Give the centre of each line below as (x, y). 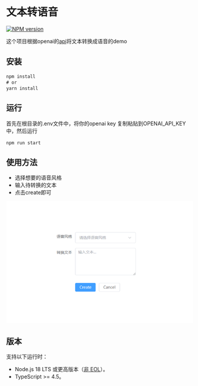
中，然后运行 (22, 130)
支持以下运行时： (27, 357)
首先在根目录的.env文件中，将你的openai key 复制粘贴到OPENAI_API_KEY (96, 123)
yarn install (22, 88)
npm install (21, 76)
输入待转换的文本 (36, 185)
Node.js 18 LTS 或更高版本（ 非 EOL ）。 (61, 369)
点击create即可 (33, 193)
